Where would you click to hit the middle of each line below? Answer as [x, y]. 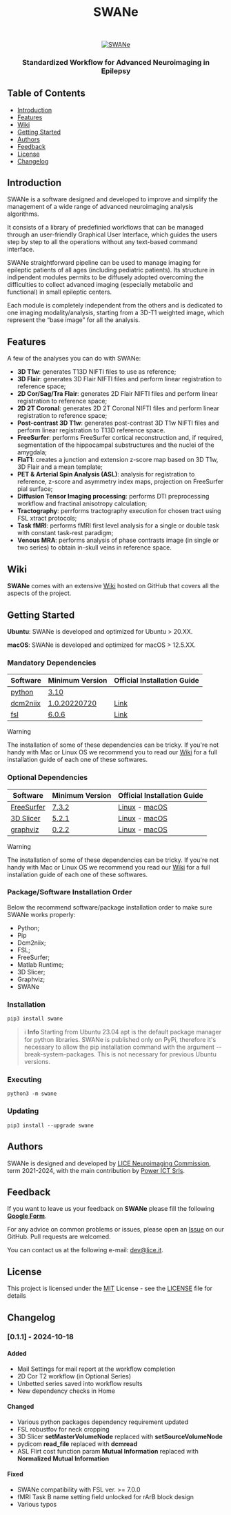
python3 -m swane [32, 1094]
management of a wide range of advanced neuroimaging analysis [100, 207]
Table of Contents [47, 93]
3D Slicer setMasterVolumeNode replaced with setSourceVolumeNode [120, 1436]
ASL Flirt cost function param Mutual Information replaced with [108, 1451]
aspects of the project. [39, 593]
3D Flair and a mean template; [60, 467]
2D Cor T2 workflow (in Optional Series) [74, 1376]
